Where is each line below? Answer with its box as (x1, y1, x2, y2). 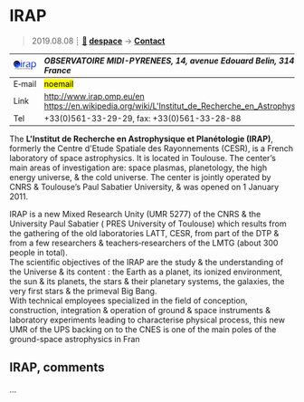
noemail (43, 78, 74, 89)
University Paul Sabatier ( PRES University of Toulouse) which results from (9, 218, 287, 229)
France (43, 65, 71, 76)
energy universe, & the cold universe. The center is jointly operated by (9, 171, 271, 182)
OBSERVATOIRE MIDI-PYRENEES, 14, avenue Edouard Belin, (43, 55, 278, 66)
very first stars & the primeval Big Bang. (9, 285, 157, 296)
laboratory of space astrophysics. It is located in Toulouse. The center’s (9, 152, 276, 163)
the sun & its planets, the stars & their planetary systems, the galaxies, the (9, 275, 285, 286)
